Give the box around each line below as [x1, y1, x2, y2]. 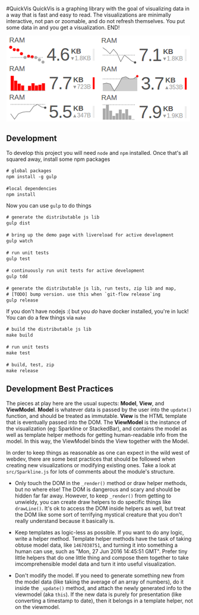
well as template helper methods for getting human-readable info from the [6, 431, 188, 438]
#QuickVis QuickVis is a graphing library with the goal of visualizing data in [6, 5, 190, 12]
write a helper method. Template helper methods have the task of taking [14, 535, 192, 542]
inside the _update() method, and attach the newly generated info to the [14, 584, 192, 591]
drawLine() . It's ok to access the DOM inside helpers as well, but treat [14, 505, 186, 512]
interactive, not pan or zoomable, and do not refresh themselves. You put [6, 18, 185, 24]
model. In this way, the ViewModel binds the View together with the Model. [6, 438, 189, 445]
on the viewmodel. [14, 603, 61, 610]
